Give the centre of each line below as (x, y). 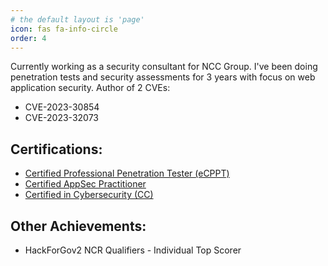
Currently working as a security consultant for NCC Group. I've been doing (164, 67)
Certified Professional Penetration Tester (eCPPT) (127, 173)
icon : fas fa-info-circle (64, 29)
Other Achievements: (78, 226)
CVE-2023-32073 (61, 118)
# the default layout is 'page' (77, 19)
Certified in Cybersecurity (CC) (89, 195)
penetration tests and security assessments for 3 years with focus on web (163, 77)
